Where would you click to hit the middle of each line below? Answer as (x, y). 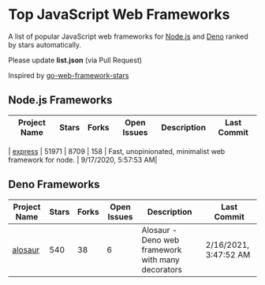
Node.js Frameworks (60, 100)
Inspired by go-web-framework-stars (69, 75)
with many (160, 260)
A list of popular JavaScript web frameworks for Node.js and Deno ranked (128, 36)
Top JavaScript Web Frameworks (119, 15)
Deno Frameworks (54, 184)
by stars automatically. (45, 44)
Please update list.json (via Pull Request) (75, 60)
